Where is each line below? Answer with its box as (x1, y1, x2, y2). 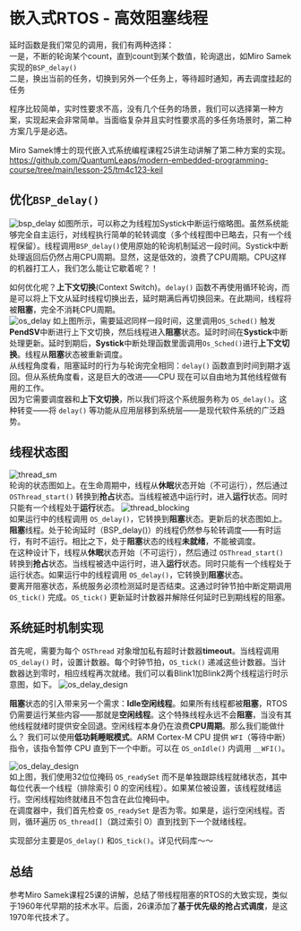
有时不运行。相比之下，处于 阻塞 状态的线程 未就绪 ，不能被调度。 (24, 535, 261, 546)
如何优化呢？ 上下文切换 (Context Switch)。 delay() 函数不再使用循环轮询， (9, 281, 282, 292)
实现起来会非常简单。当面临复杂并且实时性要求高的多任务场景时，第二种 (24, 114, 292, 125)
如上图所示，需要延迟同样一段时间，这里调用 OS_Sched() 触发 (52, 315, 276, 326)
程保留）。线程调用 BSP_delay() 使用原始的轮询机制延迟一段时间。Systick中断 (9, 240, 288, 251)
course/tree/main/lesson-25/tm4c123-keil (9, 164, 164, 175)
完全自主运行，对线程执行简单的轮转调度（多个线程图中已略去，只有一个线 (16, 229, 292, 240)
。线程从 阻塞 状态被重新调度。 (17, 348, 127, 359)
